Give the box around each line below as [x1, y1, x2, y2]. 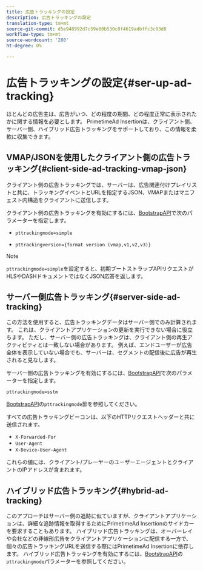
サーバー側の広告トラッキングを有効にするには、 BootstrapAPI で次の [6, 370, 177, 377]
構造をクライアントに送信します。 [27, 196, 112, 203]
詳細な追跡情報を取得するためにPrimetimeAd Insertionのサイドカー [27, 520, 195, 527]
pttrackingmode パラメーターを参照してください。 [6, 558, 129, 565]
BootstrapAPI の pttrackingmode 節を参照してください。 [6, 400, 141, 408]
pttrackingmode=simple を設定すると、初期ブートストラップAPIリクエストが [6, 265, 194, 272]
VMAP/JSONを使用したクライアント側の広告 [6, 152, 175, 163]
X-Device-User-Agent [15, 447, 67, 453]
